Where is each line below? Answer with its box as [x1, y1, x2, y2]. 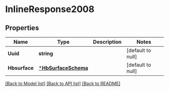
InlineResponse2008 [5, 4, 95, 15]
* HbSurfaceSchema [38, 64, 89, 71]
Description [93, 39, 122, 45]
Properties [5, 24, 39, 32]
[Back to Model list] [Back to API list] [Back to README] [5, 80, 121, 86]
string [38, 50, 53, 57]
